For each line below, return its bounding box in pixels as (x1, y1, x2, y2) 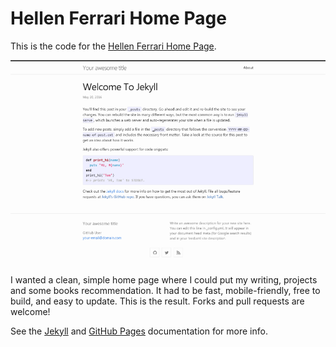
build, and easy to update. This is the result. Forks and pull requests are (10, 295, 305, 307)
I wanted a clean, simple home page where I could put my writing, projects (10, 273, 318, 286)
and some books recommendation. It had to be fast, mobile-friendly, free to (10, 284, 321, 296)
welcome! (10, 305, 51, 317)
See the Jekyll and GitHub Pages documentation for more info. (10, 325, 268, 337)
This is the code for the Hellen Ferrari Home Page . (10, 40, 217, 52)
